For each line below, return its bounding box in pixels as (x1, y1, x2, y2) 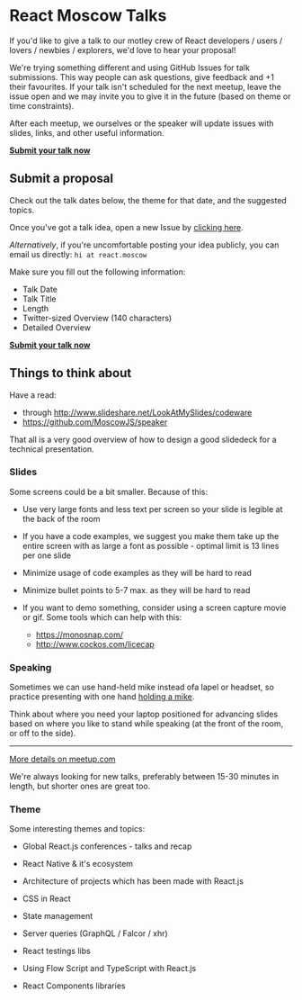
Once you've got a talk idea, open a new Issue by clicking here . (9, 221, 244, 232)
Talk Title (22, 293, 57, 304)
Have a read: (9, 389, 57, 401)
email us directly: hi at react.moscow (9, 248, 147, 259)
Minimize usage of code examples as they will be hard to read (22, 567, 252, 578)
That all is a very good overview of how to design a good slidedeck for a (9, 434, 277, 445)
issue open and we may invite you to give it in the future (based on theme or (9, 91, 291, 102)
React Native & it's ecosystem (22, 859, 133, 869)
